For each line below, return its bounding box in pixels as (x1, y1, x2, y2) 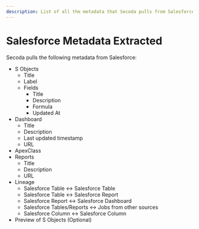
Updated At (32, 109, 60, 116)
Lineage (14, 178, 35, 185)
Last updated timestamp (23, 134, 83, 141)
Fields (23, 84, 38, 91)
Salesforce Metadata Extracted (6, 34, 163, 47)
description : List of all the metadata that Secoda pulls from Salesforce (6, 8, 195, 15)
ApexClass (14, 147, 41, 154)
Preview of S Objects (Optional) (14, 216, 92, 223)
